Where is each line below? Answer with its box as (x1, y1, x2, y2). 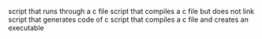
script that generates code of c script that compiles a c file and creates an (8, 15, 249, 24)
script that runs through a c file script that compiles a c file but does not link (8, 7, 255, 16)
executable (8, 23, 45, 32)
